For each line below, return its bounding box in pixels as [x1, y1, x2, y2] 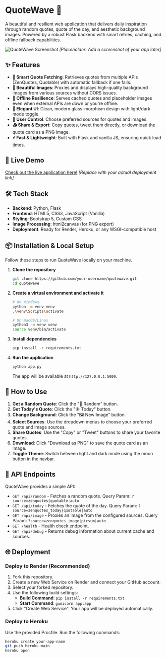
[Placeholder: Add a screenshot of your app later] [59, 46, 162, 52]
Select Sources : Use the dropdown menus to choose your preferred [12, 418, 152, 424]
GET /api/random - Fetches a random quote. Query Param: [12, 493, 131, 499]
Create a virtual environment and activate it [12, 290, 104, 296]
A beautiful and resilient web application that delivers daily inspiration [5, 21, 147, 27]
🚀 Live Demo [5, 156, 45, 164]
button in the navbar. [12, 456, 55, 462]
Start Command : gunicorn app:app [19, 600, 92, 606]
